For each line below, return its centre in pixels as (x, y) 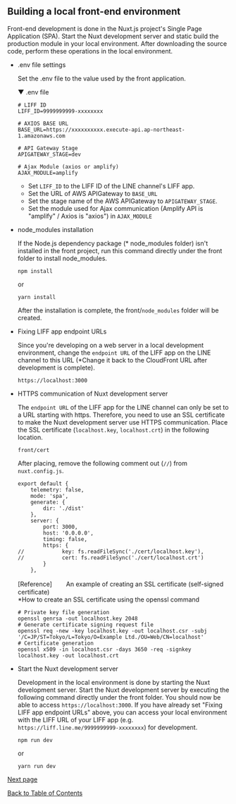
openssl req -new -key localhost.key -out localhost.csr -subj (112, 631)
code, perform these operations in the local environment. (90, 51)
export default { (43, 483)
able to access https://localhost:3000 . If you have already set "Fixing (120, 705)
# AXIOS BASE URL (43, 123)
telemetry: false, (57, 489)
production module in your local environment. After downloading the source (117, 43)
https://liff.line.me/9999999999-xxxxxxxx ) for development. (107, 727)
